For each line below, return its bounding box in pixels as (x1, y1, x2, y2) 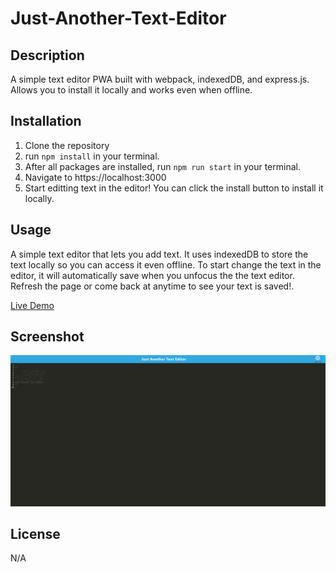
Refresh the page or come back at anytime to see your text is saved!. (10, 280, 295, 292)
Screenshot (10, 328, 85, 346)
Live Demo (10, 299, 55, 311)
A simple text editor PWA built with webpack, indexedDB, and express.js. (10, 73, 310, 85)
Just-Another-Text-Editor (10, 7, 227, 30)
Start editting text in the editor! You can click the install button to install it (24, 182, 324, 194)
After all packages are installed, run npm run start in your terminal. (24, 160, 301, 172)
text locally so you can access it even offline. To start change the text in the (10, 258, 322, 271)
